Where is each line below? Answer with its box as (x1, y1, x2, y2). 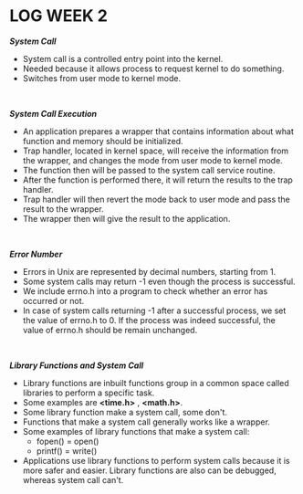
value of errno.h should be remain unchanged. (22, 324, 198, 335)
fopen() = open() (36, 436, 99, 447)
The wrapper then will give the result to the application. (22, 213, 231, 224)
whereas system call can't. (22, 474, 124, 485)
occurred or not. (22, 295, 85, 306)
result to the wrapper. (22, 203, 104, 215)
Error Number (9, 248, 63, 259)
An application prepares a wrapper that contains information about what (22, 125, 295, 137)
